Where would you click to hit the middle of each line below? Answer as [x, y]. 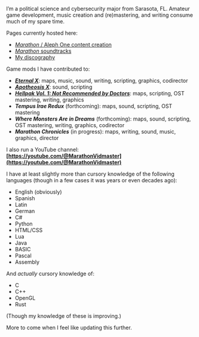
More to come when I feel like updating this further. [69, 327]
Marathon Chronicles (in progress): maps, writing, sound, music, [95, 132]
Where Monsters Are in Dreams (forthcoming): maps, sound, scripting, [103, 119]
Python [24, 224]
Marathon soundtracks [43, 51]
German [25, 211]
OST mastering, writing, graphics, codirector [70, 125]
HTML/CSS [29, 230]
